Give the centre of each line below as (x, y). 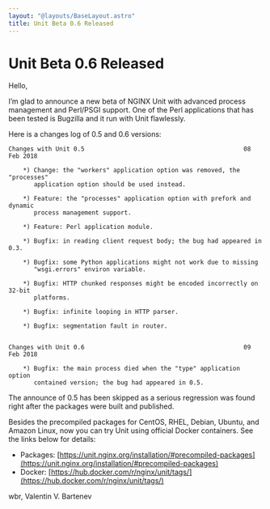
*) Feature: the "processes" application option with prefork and (137, 199)
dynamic (21, 206)
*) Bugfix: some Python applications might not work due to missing (141, 263)
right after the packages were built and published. (91, 406)
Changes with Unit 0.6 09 (130, 348)
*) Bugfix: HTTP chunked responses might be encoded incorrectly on (141, 284)
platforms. (52, 298)
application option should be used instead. (110, 185)
